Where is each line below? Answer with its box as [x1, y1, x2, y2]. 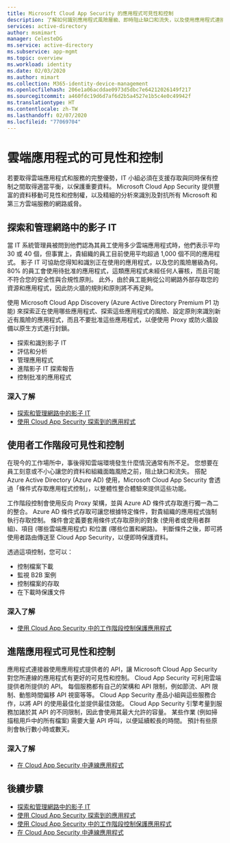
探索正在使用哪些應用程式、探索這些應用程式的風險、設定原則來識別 [23, 307, 216, 315]
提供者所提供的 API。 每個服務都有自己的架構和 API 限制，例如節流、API [7, 683, 211, 691]
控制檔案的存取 [16, 580, 60, 588]
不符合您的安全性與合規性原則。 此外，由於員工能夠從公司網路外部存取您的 [7, 276, 219, 284]
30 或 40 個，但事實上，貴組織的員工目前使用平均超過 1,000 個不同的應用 [7, 249, 214, 258]
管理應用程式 [16, 356, 53, 364]
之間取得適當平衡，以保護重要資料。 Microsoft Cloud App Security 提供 [12, 182, 214, 191]
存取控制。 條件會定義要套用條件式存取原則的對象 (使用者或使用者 [18, 516, 205, 524]
